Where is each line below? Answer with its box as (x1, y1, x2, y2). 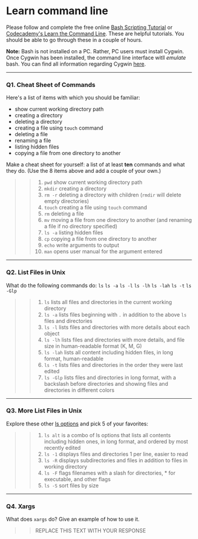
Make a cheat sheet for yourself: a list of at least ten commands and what (6, 161, 185, 168)
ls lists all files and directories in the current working (44, 298, 172, 305)
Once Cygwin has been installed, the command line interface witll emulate (6, 54, 186, 61)
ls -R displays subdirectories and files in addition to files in (44, 457, 188, 464)
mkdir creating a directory (44, 185, 107, 192)
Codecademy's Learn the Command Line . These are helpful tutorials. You (6, 30, 184, 37)
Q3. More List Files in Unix (6, 406, 82, 415)
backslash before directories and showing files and (44, 380, 169, 387)
